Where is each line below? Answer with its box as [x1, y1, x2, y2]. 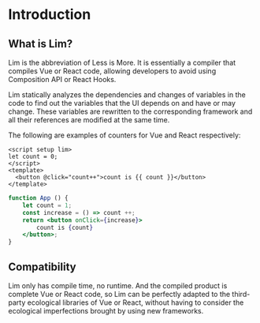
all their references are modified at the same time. [8, 115, 170, 124]
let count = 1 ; [22, 201, 72, 209]
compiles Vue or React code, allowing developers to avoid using [8, 66, 217, 76]
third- [232, 289, 251, 299]
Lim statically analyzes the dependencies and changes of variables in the [8, 90, 246, 100]
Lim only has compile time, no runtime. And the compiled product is [8, 280, 228, 290]
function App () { [8, 194, 69, 202]
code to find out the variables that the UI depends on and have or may [8, 99, 236, 107]
